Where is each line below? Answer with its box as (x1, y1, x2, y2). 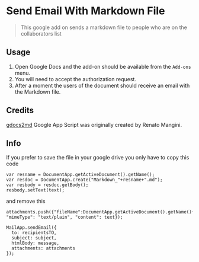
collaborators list (20, 30, 62, 37)
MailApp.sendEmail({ (6, 225, 57, 231)
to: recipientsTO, (11, 230, 57, 236)
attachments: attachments (11, 245, 76, 251)
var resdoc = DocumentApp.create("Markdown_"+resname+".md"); (6, 177, 163, 183)
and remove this (6, 197, 46, 205)
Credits (6, 106, 34, 116)
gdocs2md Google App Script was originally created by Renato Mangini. (6, 121, 182, 128)
